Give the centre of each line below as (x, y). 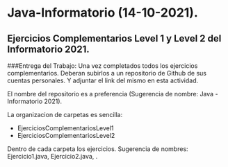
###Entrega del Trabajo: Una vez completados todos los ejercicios (103, 66)
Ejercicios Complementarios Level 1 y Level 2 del (114, 38)
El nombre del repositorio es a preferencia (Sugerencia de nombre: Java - (113, 94)
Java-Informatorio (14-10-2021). (103, 13)
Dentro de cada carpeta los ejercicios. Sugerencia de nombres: (98, 149)
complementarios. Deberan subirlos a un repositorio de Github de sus (107, 73)
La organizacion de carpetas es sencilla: (65, 115)
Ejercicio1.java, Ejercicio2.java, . (52, 156)
